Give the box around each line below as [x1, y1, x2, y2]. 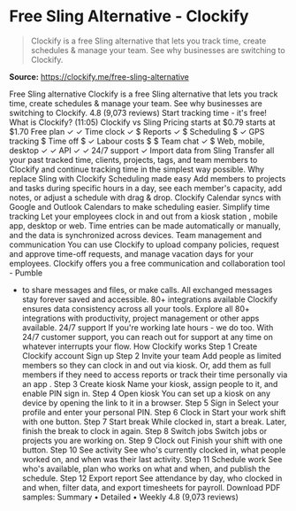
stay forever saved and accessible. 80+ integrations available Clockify [21, 294, 278, 305]
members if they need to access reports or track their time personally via [21, 369, 288, 380]
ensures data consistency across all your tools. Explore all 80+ [21, 303, 250, 314]
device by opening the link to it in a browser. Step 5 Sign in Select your [21, 397, 280, 408]
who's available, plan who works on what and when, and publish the [21, 463, 271, 474]
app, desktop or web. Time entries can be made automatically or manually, [9, 220, 281, 231]
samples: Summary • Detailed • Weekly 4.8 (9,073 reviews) [21, 492, 239, 502]
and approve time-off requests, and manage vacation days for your [9, 248, 254, 259]
